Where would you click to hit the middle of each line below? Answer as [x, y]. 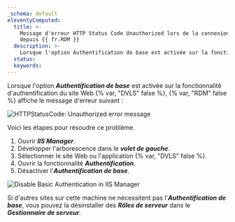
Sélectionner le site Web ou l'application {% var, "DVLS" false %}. [112, 156]
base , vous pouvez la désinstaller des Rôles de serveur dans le [99, 205]
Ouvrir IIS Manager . [46, 141]
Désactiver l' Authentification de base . [73, 170]
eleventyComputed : [34, 20]
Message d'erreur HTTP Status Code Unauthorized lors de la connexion [125, 33]
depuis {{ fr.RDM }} [50, 40]
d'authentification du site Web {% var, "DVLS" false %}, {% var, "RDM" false [117, 93]
